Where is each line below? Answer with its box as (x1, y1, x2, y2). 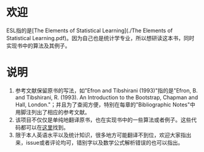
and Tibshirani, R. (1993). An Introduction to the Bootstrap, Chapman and (15, 94, 199, 101)
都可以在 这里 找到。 (20, 123, 69, 131)
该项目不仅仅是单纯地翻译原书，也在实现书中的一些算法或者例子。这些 (15, 116, 192, 123)
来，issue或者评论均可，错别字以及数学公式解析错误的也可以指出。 (15, 139, 184, 146)
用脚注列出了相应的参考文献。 (15, 108, 90, 116)
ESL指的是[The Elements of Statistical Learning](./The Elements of (6, 27, 173, 34)
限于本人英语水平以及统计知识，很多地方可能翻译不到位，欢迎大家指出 (15, 131, 192, 139)
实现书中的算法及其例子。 (6, 42, 71, 49)
